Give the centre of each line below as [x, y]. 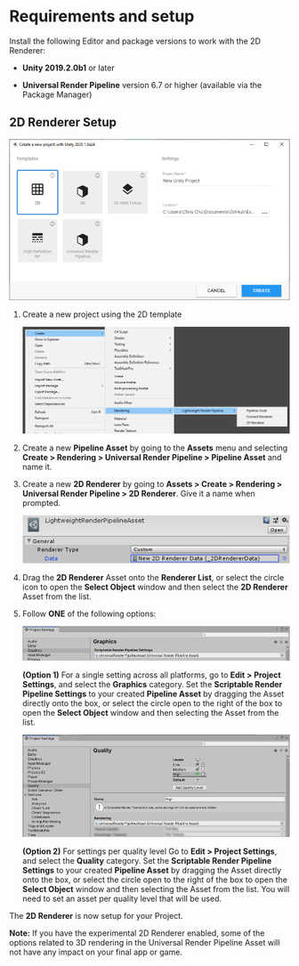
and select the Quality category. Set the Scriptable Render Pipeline [147, 861]
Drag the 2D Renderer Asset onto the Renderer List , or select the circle [153, 578]
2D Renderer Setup [63, 122]
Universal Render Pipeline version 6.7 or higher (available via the [142, 85]
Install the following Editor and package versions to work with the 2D [135, 41]
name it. [37, 467]
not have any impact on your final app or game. [96, 952]
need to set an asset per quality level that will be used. [122, 899]
